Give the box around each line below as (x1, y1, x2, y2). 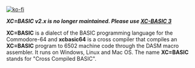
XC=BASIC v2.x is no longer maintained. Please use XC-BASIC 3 (6, 18, 172, 24)
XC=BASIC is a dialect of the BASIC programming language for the (6, 29, 173, 36)
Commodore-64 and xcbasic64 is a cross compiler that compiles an (6, 36, 177, 42)
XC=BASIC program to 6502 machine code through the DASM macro (6, 42, 179, 49)
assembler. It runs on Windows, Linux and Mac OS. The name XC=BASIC (6, 49, 189, 56)
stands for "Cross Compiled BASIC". (6, 55, 97, 62)
